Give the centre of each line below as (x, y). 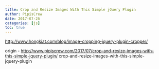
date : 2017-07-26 (23, 18)
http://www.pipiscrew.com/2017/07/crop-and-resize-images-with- (87, 51)
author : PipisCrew (24, 14)
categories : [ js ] (23, 23)
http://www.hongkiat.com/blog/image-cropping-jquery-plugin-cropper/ (77, 41)
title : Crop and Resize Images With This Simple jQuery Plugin (71, 9)
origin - (12, 51)
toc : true (15, 28)
